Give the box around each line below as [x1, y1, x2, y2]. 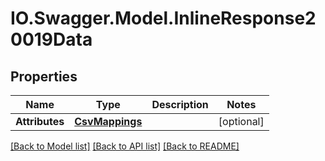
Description [151, 98, 209, 111]
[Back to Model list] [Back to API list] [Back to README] [10, 140, 240, 152]
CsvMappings [74, 115, 143, 128]
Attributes [15, 115, 65, 128]
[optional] [218, 115, 265, 128]
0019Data [10, 28, 93, 51]
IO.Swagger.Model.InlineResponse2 [10, 7, 317, 30]
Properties [10, 68, 78, 85]
